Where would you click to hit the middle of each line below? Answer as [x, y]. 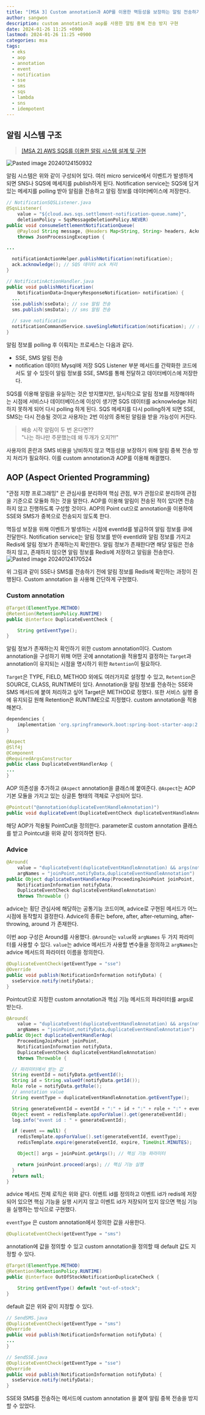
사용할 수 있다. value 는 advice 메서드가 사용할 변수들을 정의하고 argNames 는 [108, 945]
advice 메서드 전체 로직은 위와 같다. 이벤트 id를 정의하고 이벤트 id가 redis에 [96, 1194]
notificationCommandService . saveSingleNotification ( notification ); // [103, 327]
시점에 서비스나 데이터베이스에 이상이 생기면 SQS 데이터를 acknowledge [99, 401]
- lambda [23, 97]
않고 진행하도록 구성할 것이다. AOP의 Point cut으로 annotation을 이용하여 [105, 508]
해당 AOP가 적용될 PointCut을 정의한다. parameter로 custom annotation [94, 825]
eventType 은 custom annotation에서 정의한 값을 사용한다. [76, 1222]
